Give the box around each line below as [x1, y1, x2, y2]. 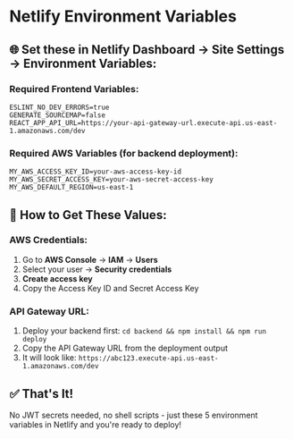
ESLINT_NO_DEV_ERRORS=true [9, 103, 110, 112]
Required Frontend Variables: [9, 82, 139, 95]
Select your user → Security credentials [21, 264, 172, 274]
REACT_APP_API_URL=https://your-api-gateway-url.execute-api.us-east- [9, 118, 278, 127]
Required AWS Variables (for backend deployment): [9, 147, 239, 159]
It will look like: [21, 352, 77, 363]
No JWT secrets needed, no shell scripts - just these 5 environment [9, 409, 258, 420]
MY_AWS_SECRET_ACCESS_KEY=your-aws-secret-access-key [9, 175, 214, 184]
